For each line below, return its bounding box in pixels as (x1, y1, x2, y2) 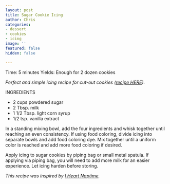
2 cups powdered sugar (12, 99, 64, 105)
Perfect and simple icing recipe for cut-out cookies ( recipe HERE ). (5, 79, 145, 85)
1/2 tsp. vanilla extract (12, 115, 60, 121)
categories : (5, 22, 31, 27)
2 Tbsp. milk (12, 104, 40, 111)
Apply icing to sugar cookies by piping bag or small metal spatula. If (5, 152, 149, 158)
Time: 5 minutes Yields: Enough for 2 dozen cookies (5, 69, 116, 75)
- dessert (5, 27, 27, 32)
